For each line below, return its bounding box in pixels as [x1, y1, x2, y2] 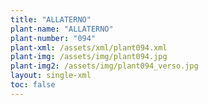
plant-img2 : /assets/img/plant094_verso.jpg [10, 61, 199, 71]
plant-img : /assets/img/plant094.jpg [10, 52, 168, 62]
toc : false [10, 80, 56, 90]
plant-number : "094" [10, 33, 97, 43]
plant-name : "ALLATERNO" [10, 24, 114, 34]
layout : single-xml [10, 71, 92, 81]
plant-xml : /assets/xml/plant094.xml [10, 42, 168, 53]
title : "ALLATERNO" [10, 14, 92, 25]
